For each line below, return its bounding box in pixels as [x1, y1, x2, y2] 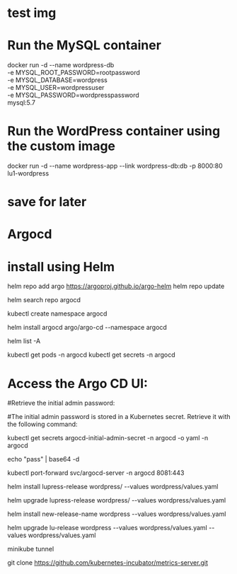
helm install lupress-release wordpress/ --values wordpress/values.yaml [7, 483, 219, 491]
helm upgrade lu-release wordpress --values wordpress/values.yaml [7, 524, 207, 532]
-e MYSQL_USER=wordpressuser [7, 84, 105, 92]
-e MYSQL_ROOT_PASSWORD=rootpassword [7, 69, 140, 77]
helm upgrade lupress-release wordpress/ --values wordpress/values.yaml [7, 496, 226, 505]
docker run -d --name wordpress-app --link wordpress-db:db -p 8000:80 [7, 161, 223, 171]
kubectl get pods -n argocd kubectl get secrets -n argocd [7, 350, 175, 359]
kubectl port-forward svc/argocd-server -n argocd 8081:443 [7, 469, 185, 477]
